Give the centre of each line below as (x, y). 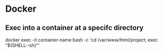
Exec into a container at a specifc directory (74, 28)
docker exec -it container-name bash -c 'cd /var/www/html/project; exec (82, 40)
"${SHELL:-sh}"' (22, 45)
